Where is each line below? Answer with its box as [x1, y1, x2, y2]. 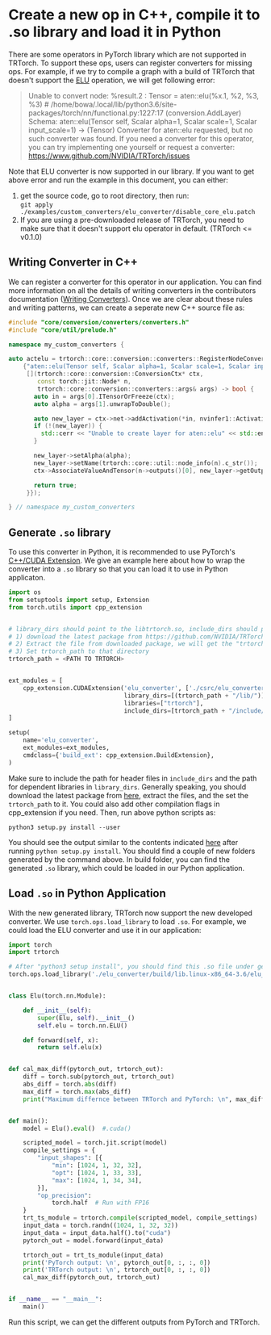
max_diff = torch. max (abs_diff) [23, 1087, 131, 1095]
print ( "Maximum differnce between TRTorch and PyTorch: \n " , [23, 1095, 232, 1103]
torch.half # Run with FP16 [51, 1199, 150, 1207]
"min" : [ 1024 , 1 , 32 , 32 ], [51, 1161, 143, 1170]
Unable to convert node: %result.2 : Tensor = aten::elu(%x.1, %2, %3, [27, 90, 260, 100]
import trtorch [8, 948, 60, 956]
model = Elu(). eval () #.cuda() [23, 1124, 131, 1132]
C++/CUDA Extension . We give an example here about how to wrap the [8, 555, 245, 566]
